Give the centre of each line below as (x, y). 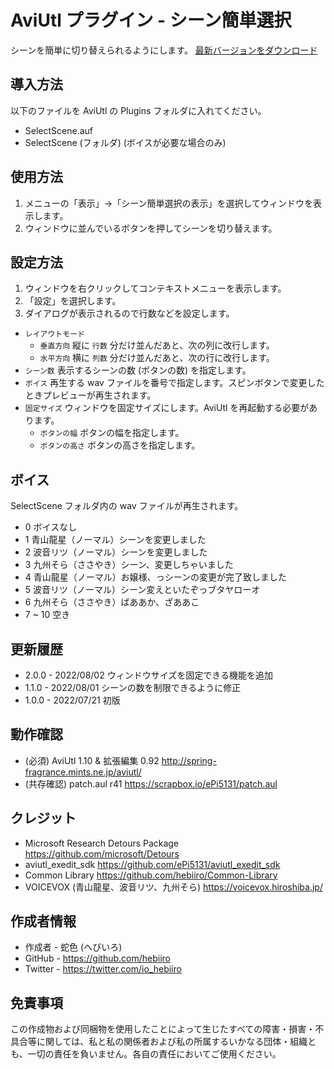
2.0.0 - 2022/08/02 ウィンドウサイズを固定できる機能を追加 (148, 675)
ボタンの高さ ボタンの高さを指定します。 (120, 445)
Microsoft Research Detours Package (102, 843)
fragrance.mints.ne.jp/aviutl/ (83, 772)
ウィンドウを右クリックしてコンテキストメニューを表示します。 (155, 288)
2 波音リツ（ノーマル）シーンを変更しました (116, 552)
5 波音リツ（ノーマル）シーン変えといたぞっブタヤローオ (142, 590)
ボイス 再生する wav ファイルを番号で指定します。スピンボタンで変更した (174, 383)
